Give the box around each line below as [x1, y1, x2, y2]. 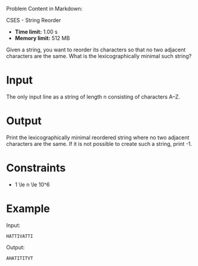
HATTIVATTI [6, 233, 33, 239]
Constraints [6, 161, 66, 175]
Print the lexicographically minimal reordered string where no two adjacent [6, 134, 190, 141]
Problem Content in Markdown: [6, 5, 83, 12]
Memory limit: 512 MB [14, 35, 70, 41]
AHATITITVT [6, 255, 33, 261]
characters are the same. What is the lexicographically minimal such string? [6, 53, 192, 59]
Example [6, 202, 50, 215]
